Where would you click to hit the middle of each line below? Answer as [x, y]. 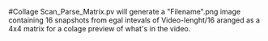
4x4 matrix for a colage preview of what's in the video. [100, 29]
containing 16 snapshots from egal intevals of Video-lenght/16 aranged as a [134, 20]
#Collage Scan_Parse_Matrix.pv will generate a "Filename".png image [125, 12]
